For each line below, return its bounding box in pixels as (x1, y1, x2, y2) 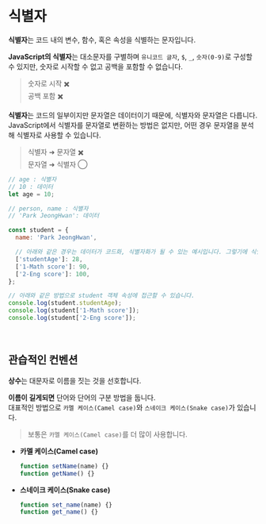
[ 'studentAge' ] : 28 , (15, 255, 83, 263)
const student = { (8, 226, 69, 234)
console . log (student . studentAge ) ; (8, 299, 123, 307)
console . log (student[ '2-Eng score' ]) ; (8, 314, 136, 322)
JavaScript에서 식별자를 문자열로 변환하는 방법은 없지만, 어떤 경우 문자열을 (8, 120, 240, 129)
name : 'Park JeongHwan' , (15, 233, 97, 242)
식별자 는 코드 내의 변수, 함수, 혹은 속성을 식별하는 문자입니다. (8, 35, 196, 44)
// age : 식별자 (8, 175, 57, 183)
